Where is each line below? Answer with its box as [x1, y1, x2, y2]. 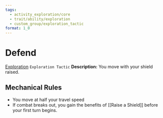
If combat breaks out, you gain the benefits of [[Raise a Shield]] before [12, 102, 158, 108]
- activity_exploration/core [9, 12, 70, 17]
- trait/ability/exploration [9, 16, 70, 21]
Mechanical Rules [5, 83, 62, 92]
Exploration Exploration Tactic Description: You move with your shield [5, 64, 153, 70]
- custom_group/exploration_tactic [9, 21, 84, 26]
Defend [5, 47, 36, 59]
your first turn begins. [12, 107, 57, 113]
